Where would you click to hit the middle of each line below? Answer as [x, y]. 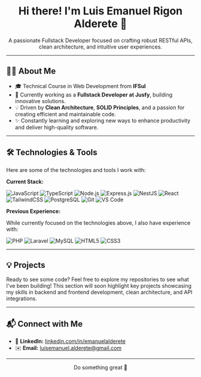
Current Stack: [25, 182]
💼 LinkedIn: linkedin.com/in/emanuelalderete [70, 341]
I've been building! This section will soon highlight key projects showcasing [99, 286]
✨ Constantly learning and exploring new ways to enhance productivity [103, 120]
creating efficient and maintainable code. [66, 114]
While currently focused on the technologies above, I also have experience [98, 222]
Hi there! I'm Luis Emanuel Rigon [100, 11]
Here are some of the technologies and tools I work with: [76, 170]
